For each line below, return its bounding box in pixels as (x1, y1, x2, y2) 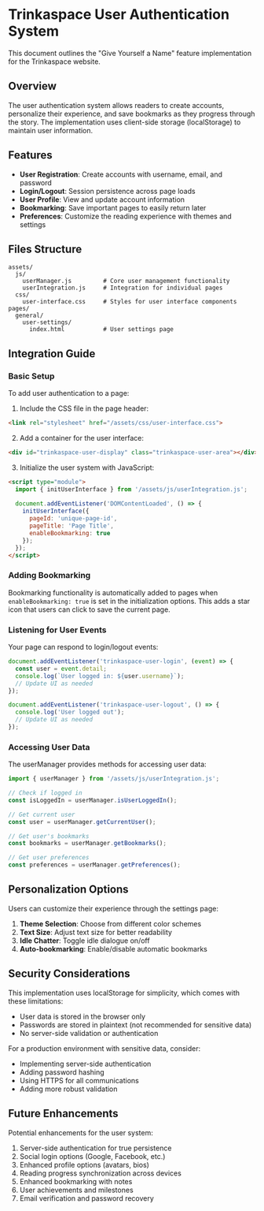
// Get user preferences (8, 854, 90, 862)
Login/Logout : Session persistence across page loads (19, 186, 196, 196)
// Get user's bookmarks (8, 832, 90, 840)
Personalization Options (8, 883, 129, 896)
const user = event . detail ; (15, 665, 108, 673)
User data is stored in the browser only (19, 1012, 146, 1021)
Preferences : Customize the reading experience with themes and (19, 211, 232, 221)
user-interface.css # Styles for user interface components (22, 298, 237, 306)
